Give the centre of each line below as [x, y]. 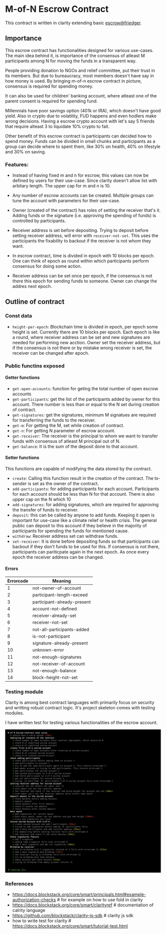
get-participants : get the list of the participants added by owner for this [86, 399]
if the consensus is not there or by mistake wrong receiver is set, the [82, 348]
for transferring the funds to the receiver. [54, 420]
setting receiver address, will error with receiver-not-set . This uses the [85, 235]
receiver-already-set [54, 616]
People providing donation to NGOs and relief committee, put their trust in [80, 70]
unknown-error [48, 650]
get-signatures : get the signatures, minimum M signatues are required [84, 415]
